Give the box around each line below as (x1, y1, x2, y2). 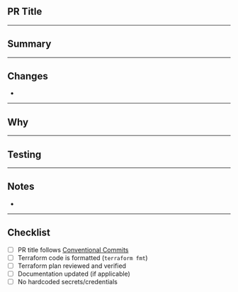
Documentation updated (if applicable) (17, 269, 131, 278)
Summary (7, 38, 52, 50)
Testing (7, 148, 42, 160)
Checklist (7, 227, 51, 239)
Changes (7, 70, 48, 82)
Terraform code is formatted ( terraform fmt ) (17, 253, 148, 262)
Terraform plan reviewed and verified (17, 262, 126, 270)
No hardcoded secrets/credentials (17, 277, 118, 286)
